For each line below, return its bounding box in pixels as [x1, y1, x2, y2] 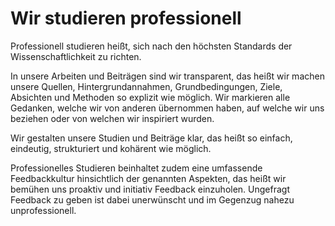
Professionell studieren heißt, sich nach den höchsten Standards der [10, 40, 293, 52]
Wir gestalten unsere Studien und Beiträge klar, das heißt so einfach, [10, 132, 293, 144]
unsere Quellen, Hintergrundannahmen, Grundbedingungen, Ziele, [10, 80, 283, 92]
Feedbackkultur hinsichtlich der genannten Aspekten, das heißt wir [10, 172, 287, 184]
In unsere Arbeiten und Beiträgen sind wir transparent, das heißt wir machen [10, 70, 325, 82]
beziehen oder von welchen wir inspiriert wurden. [10, 112, 215, 124]
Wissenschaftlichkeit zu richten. [10, 50, 142, 62]
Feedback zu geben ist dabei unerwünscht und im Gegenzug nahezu [10, 193, 295, 206]
